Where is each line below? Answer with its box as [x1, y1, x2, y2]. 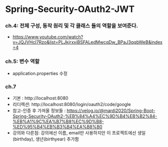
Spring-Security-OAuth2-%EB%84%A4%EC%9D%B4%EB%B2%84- [12, 113, 157, 119]
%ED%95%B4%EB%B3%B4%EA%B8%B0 [12, 124, 103, 130]
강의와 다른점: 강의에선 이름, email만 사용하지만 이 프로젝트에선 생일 [12, 130, 146, 136]
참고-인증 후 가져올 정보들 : [12, 107, 66, 113]
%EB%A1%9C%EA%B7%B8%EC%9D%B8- [12, 118, 104, 124]
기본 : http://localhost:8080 [12, 95, 69, 101]
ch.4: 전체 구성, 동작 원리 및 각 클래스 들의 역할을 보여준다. [5, 22, 138, 29]
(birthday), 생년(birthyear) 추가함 [12, 136, 79, 142]
